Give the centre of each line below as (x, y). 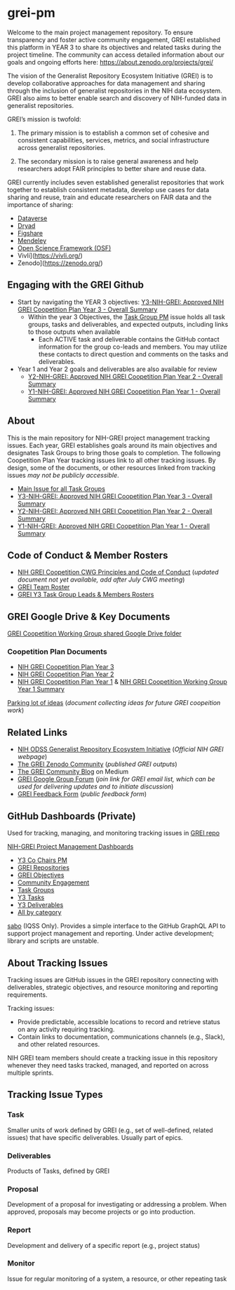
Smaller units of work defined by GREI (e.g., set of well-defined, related (110, 1130)
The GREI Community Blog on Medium (73, 772)
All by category (39, 913)
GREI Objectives (41, 875)
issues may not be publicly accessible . (63, 475)
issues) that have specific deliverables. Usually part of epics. (95, 1137)
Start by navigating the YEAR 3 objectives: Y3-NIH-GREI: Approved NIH (121, 302)
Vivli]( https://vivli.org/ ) (50, 255)
